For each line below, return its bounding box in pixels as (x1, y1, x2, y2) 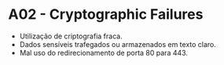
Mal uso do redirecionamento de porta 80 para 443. (19, 48, 189, 57)
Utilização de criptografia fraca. (19, 31, 123, 41)
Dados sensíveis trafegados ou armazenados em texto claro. (19, 39, 216, 49)
